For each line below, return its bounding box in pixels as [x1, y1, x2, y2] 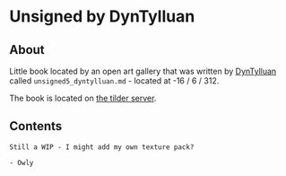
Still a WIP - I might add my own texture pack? [9, 142, 195, 152]
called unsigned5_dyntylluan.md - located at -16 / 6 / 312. [9, 75, 220, 86]
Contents [9, 119, 63, 134]
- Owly [9, 158, 34, 167]
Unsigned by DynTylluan [9, 6, 195, 27]
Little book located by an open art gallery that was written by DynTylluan [9, 66, 277, 76]
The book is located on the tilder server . [9, 92, 157, 103]
